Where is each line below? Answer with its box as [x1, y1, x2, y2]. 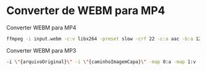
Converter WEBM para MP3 [6, 47, 77, 54]
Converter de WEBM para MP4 [6, 4, 166, 18]
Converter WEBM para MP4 [6, 24, 77, 31]
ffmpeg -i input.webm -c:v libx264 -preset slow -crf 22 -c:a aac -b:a [6, 35, 193, 42]
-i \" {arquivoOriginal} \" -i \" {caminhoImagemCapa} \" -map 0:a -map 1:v [6, 59, 196, 65]
